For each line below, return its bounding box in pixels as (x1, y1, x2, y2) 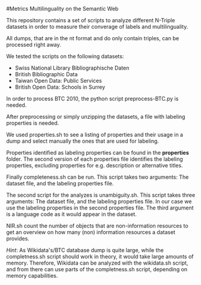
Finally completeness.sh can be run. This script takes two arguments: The (6, 173, 189, 181)
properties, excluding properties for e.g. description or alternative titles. (6, 162, 183, 169)
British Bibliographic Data (14, 71, 78, 77)
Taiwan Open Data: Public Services (14, 77, 102, 84)
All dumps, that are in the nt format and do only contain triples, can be (6, 35, 179, 41)
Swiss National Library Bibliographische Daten (14, 64, 130, 71)
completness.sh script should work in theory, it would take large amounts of (6, 253, 194, 260)
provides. (6, 235, 30, 242)
